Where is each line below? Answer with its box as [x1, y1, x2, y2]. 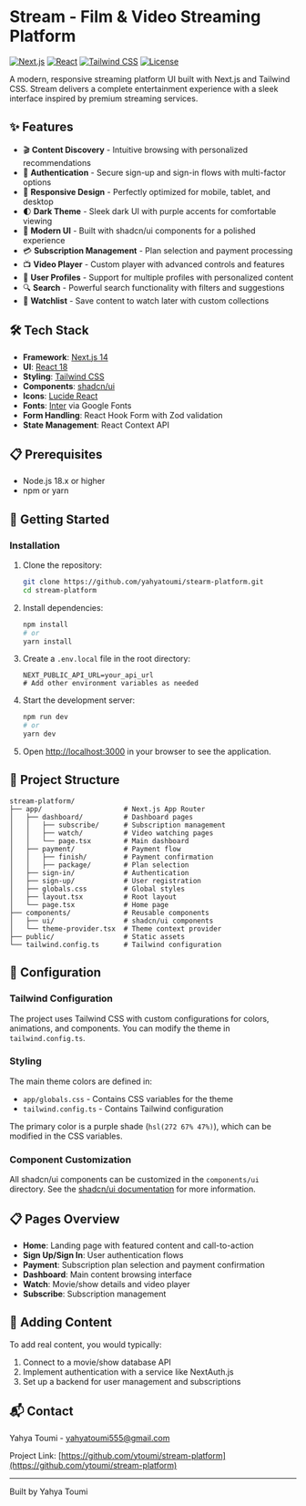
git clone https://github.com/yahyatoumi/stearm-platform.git [22, 577, 264, 587]
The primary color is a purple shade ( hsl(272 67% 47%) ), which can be [9, 1120, 271, 1131]
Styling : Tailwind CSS [22, 371, 105, 382]
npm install [22, 620, 68, 629]
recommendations [22, 157, 91, 168]
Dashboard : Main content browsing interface [22, 1269, 193, 1280]
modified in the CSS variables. [9, 1130, 123, 1141]
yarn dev [22, 729, 56, 739]
